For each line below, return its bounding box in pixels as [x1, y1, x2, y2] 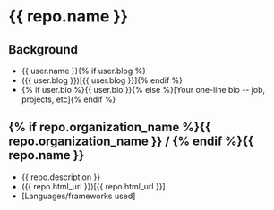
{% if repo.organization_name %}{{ [8, 120, 211, 135]
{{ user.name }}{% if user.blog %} [21, 65, 147, 76]
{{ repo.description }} [21, 172, 100, 182]
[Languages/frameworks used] [21, 190, 136, 201]
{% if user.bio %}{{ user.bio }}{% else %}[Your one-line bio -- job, [21, 85, 266, 95]
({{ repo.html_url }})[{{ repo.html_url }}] [21, 181, 167, 191]
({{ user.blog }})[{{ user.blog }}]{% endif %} [21, 75, 184, 86]
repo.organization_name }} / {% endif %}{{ [8, 134, 254, 149]
